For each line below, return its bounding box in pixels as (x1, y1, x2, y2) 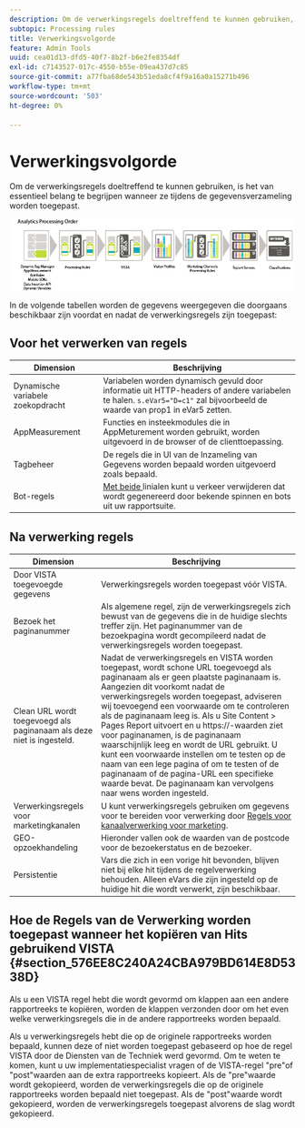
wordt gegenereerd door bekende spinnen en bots (103, 490, 291, 501)
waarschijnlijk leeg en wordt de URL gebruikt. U (101, 740, 279, 750)
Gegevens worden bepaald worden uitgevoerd (103, 458, 277, 469)
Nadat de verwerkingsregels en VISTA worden (101, 652, 274, 663)
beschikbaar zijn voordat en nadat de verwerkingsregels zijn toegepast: (9, 309, 278, 320)
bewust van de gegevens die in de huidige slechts (101, 610, 288, 622)
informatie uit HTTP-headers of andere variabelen (103, 385, 291, 396)
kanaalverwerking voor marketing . (101, 820, 229, 831)
